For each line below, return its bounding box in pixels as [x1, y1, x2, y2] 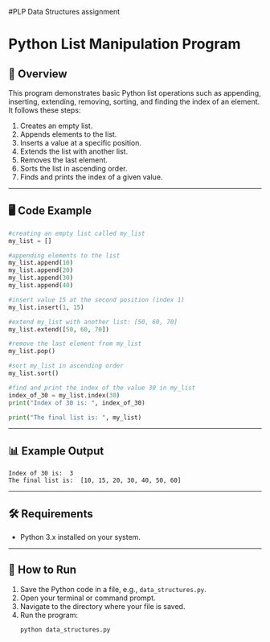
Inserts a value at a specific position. [19, 138, 142, 147]
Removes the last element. [19, 155, 108, 164]
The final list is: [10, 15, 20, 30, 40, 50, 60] [8, 476, 182, 485]
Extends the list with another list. [19, 146, 129, 156]
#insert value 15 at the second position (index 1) [8, 295, 185, 304]
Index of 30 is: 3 [8, 470, 74, 478]
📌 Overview [8, 67, 67, 80]
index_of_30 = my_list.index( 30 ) [8, 391, 121, 399]
